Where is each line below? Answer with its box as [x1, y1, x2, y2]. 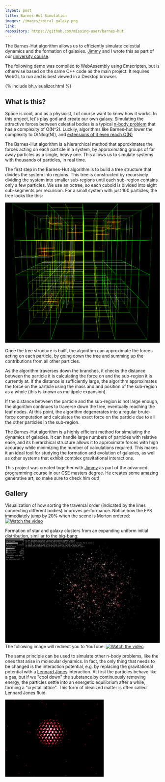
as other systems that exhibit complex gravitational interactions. [5, 455, 135, 461]
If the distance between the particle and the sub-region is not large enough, [5, 398, 159, 404]
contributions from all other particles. [5, 358, 80, 364]
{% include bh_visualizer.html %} [5, 83, 72, 89]
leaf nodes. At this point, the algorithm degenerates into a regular [5, 409, 137, 414]
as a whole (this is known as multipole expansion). [5, 388, 107, 395]
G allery [5, 490, 28, 498]
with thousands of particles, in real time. [5, 157, 86, 163]
